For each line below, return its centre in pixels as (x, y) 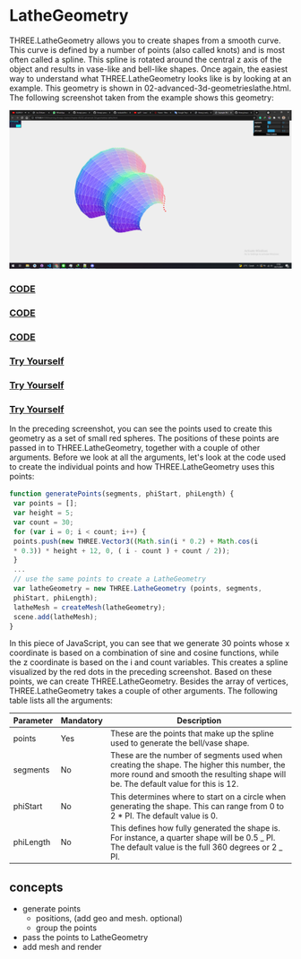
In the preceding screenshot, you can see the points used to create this (141, 429)
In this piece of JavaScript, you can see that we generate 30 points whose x (150, 644)
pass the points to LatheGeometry (85, 937)
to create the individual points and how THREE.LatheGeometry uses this (142, 467)
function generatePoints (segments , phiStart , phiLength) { (122, 494)
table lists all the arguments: (61, 701)
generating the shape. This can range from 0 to (198, 806)
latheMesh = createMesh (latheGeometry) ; (90, 607)
